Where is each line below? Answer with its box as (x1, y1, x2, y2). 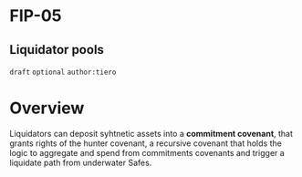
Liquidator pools (9, 42, 105, 57)
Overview (9, 98, 85, 119)
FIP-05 (9, 5, 62, 26)
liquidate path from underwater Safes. (9, 157, 152, 168)
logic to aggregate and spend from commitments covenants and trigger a (9, 147, 285, 158)
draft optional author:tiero (9, 68, 117, 77)
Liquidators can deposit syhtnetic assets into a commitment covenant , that (9, 128, 294, 139)
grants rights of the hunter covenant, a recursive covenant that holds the (9, 138, 283, 149)
